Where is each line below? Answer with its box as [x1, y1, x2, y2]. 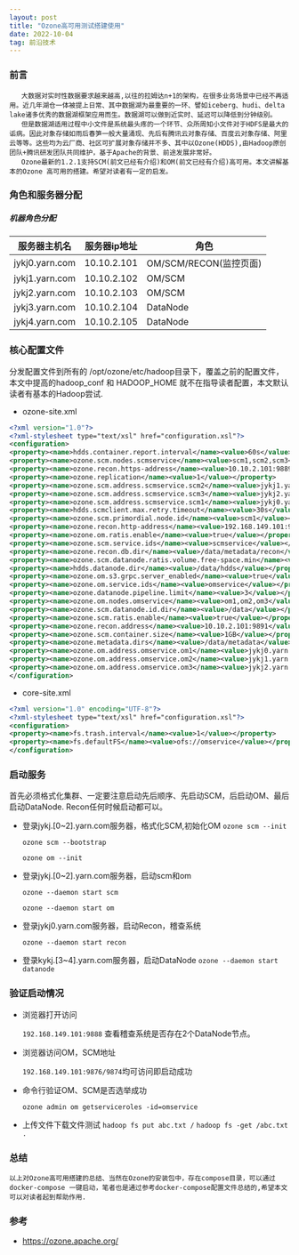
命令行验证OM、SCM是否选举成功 [21, 1084, 148, 1095]
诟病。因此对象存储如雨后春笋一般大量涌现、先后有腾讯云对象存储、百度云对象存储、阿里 [9, 129, 287, 138]
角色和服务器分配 [9, 189, 83, 201]
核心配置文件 [9, 344, 65, 357]
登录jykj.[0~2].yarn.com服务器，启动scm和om [21, 871, 192, 881]
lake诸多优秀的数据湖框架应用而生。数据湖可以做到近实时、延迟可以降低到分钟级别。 [9, 110, 278, 119]
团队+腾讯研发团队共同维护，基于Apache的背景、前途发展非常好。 [9, 148, 216, 157]
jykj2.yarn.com [13, 286, 76, 299]
